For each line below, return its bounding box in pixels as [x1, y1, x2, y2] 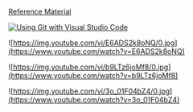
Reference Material [8, 7, 72, 16]
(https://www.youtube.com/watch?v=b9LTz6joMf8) [8, 71, 179, 80]
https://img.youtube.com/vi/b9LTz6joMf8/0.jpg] [13, 62, 171, 72]
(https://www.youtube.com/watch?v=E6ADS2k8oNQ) [8, 47, 185, 56]
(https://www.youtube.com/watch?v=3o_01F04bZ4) [8, 95, 180, 104]
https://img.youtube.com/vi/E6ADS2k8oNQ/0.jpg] [13, 38, 178, 48]
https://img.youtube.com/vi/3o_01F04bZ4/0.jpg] [13, 86, 173, 96]
